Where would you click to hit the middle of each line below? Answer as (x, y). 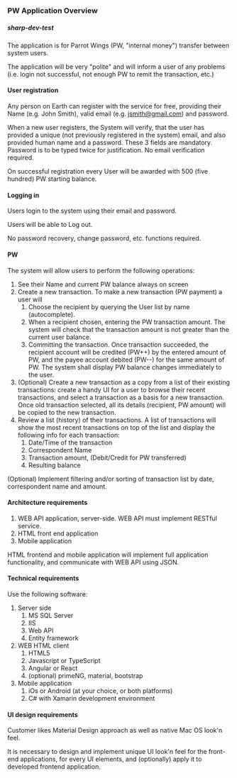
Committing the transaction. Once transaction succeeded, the (118, 344)
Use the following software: (48, 594)
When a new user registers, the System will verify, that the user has (106, 128)
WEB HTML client (43, 645)
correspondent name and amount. (57, 486)
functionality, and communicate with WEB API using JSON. (93, 562)
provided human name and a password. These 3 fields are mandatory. (110, 143)
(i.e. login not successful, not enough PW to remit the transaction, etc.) (111, 74)
